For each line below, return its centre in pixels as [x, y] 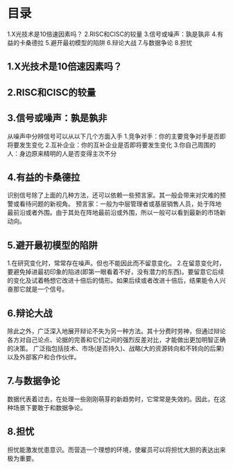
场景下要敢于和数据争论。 [50, 407]
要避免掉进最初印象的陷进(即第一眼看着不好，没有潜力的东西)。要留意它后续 [116, 272]
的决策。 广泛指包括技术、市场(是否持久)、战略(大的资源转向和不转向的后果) [116, 348]
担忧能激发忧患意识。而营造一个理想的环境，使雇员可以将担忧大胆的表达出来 [116, 450]
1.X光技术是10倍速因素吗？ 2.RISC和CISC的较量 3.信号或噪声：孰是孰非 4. [112, 34]
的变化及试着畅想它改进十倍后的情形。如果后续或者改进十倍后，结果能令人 [113, 281]
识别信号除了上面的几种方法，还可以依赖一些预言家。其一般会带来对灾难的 [113, 195]
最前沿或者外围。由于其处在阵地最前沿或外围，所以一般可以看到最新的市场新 [116, 213]
